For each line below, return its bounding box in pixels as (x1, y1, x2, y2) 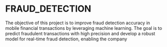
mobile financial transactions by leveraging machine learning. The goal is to (5, 25, 162, 31)
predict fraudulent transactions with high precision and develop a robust (5, 30, 155, 36)
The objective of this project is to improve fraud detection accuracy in (5, 20, 150, 26)
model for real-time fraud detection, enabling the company (5, 36, 128, 42)
